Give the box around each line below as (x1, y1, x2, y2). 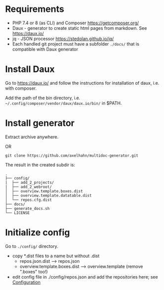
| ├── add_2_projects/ (5, 180, 55, 185)
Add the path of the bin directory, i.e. (5, 95, 81, 101)
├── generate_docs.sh (5, 206, 50, 211)
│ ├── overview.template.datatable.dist (5, 193, 92, 198)
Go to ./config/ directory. (5, 243, 58, 249)
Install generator (5, 117, 75, 129)
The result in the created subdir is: (5, 162, 75, 168)
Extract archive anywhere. (5, 134, 58, 140)
